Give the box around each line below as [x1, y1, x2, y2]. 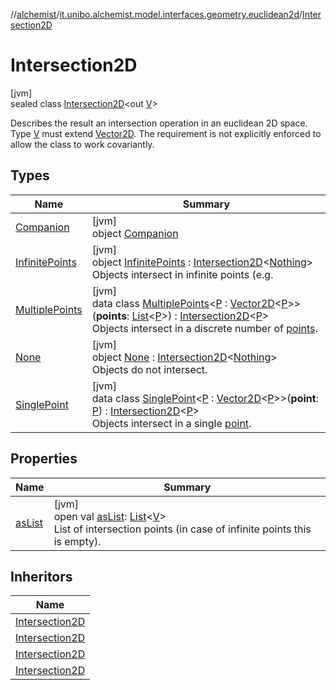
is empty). [53, 534, 102, 548]
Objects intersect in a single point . [91, 416, 252, 430]
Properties [10, 450, 78, 468]
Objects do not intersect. [91, 362, 208, 376]
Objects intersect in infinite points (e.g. [91, 267, 274, 281]
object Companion [91, 226, 179, 240]
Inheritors [10, 568, 73, 585]
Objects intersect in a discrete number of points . [91, 321, 318, 335]
